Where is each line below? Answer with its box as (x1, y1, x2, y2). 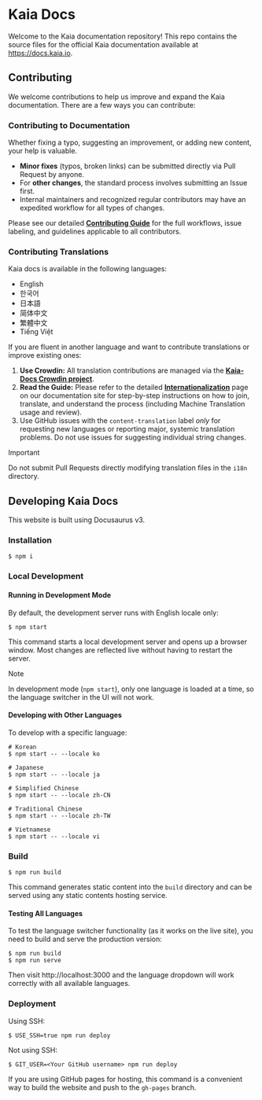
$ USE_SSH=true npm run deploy (8, 1032, 111, 1039)
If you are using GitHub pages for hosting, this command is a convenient (8, 1074, 242, 1083)
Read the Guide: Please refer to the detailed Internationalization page (19, 383, 249, 392)
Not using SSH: (8, 1045, 57, 1054)
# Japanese (8, 763, 44, 771)
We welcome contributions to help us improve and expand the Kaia (8, 92, 226, 101)
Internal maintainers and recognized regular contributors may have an (19, 195, 246, 204)
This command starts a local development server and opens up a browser (8, 637, 248, 646)
